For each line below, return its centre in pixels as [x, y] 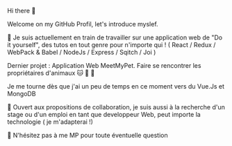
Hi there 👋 [22, 11]
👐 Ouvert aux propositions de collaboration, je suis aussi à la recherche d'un [116, 107]
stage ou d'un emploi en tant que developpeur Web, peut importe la [104, 115]
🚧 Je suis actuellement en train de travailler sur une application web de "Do [115, 37]
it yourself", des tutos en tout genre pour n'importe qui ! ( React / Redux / [111, 45]
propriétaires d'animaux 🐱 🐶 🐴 [51, 73]
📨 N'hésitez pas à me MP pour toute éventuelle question [88, 135]
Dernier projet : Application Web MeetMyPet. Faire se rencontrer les [104, 65]
